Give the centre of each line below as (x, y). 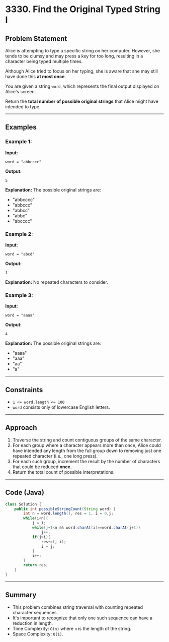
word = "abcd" (20, 254)
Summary (21, 595)
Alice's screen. (21, 91)
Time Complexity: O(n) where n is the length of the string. (72, 628)
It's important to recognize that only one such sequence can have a (82, 618)
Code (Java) (25, 493)
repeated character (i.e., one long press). (55, 456)
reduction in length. (33, 623)
